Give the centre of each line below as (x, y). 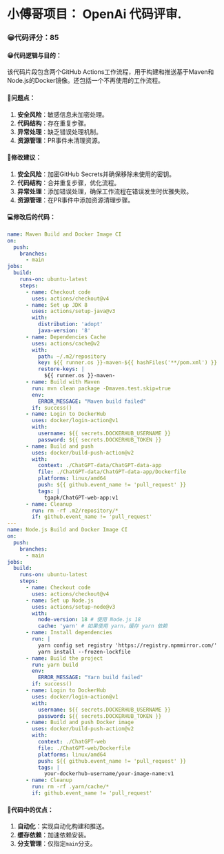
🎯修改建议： (24, 158)
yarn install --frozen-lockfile (84, 652)
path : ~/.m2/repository (72, 357)
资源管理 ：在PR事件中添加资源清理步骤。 (75, 200)
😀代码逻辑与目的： (34, 55)
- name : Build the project (64, 658)
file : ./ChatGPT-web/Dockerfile (84, 748)
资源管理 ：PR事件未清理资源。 (60, 140)
